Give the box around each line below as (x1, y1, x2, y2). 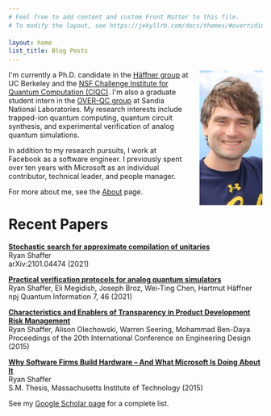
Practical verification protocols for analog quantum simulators (8, 275, 222, 285)
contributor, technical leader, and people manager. (8, 172, 176, 181)
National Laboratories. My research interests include (8, 105, 183, 114)
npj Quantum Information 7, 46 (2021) (8, 292, 133, 302)
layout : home (8, 39, 52, 47)
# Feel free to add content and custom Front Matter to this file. (8, 13, 240, 21)
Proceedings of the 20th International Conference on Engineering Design (8, 333, 252, 343)
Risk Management (8, 316, 71, 326)
